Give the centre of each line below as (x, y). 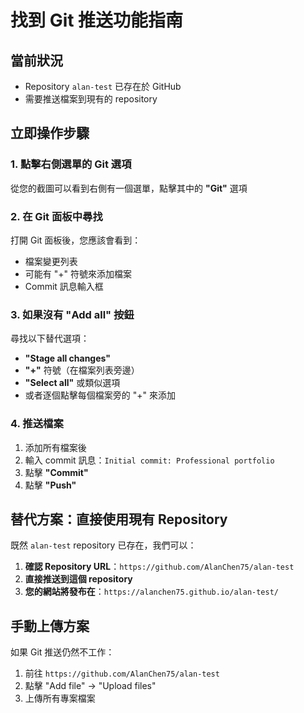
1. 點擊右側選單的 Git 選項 (71, 164)
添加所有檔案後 (55, 447)
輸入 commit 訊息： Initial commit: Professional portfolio (149, 460)
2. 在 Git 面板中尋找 (56, 216)
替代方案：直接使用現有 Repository (119, 519)
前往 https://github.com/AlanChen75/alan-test (122, 673)
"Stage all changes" (67, 358)
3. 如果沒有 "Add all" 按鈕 (72, 314)
